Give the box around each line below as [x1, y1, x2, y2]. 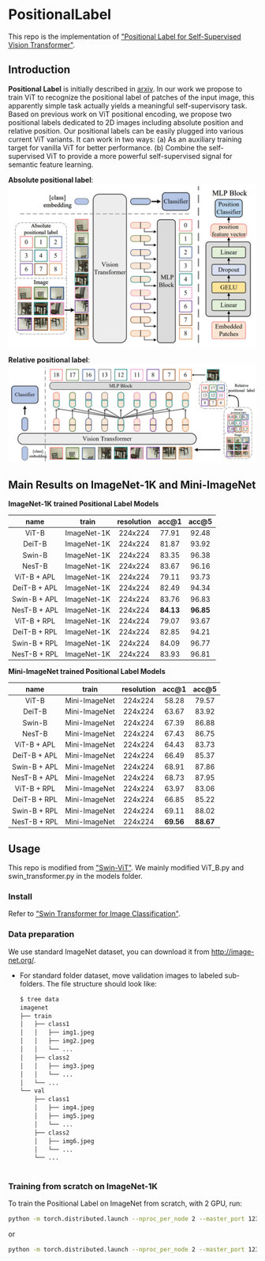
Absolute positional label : [8, 175, 94, 184]
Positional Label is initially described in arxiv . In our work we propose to [8, 84, 243, 93]
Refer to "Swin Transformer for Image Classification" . [8, 909, 181, 918]
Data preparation [8, 929, 75, 940]
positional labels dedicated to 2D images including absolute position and [8, 117, 244, 127]
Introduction [8, 63, 71, 77]
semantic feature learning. [8, 160, 94, 169]
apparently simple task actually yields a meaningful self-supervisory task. [8, 100, 248, 110]
